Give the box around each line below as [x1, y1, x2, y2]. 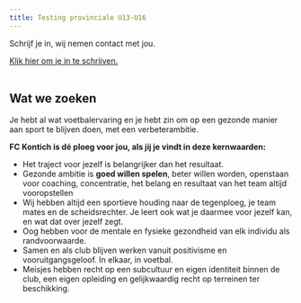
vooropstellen [22, 188, 74, 199]
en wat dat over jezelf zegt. [22, 217, 124, 227]
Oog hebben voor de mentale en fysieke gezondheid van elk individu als [22, 226, 290, 236]
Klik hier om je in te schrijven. [9, 55, 119, 66]
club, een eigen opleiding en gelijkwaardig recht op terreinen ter [22, 273, 261, 284]
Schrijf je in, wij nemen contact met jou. [9, 38, 155, 49]
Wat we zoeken [9, 91, 97, 106]
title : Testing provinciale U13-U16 [9, 13, 146, 22]
